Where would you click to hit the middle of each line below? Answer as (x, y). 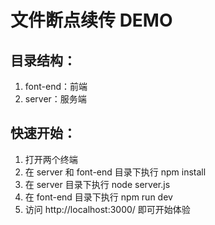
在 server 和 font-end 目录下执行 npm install (115, 172)
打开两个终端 (51, 159)
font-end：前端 (56, 86)
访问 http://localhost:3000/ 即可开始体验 (107, 209)
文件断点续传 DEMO (91, 20)
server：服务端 (55, 99)
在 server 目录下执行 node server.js (97, 184)
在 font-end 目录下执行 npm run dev (98, 197)
